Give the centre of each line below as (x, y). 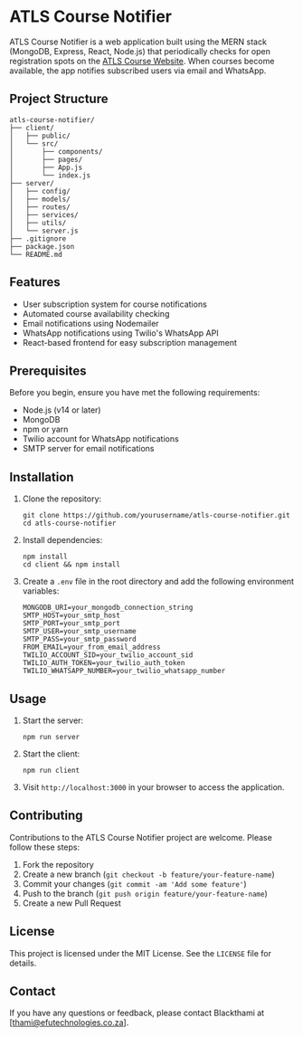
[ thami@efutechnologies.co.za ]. (69, 1023)
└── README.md (36, 254)
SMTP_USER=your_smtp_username (80, 632)
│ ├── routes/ (40, 207)
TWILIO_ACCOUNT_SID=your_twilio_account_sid (108, 655)
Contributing (46, 816)
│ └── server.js (44, 231)
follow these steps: (44, 847)
